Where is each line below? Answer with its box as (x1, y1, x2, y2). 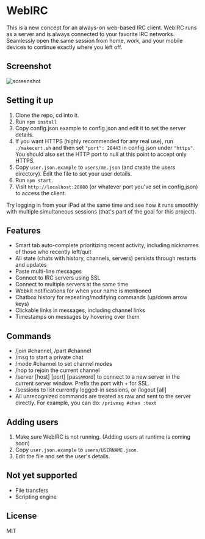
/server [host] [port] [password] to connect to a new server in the (15, 373, 180, 381)
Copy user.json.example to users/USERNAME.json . (15, 446, 138, 453)
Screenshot (6, 61, 52, 72)
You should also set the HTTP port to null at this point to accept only (15, 151, 187, 158)
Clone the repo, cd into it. (15, 111, 79, 119)
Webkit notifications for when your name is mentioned (15, 287, 151, 294)
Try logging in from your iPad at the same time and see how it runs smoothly (6, 201, 198, 209)
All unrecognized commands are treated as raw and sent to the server (15, 393, 192, 400)
